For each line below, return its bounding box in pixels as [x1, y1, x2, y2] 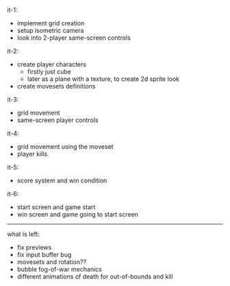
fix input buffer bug [16, 250, 72, 259]
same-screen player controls [16, 116, 99, 124]
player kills [16, 150, 48, 158]
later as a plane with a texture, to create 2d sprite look [27, 75, 180, 83]
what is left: [7, 230, 40, 238]
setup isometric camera [16, 27, 84, 34]
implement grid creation [16, 19, 85, 27]
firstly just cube [27, 68, 72, 75]
